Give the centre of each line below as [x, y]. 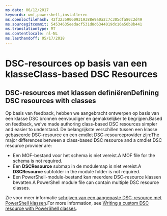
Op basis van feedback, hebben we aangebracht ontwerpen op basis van [82, 113]
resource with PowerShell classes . [41, 208]
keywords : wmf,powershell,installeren [46, 15]
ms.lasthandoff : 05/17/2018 [35, 39]
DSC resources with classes [51, 101]
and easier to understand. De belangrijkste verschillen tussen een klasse [81, 129]
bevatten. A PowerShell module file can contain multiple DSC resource [86, 182]
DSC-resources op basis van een [76, 64]
